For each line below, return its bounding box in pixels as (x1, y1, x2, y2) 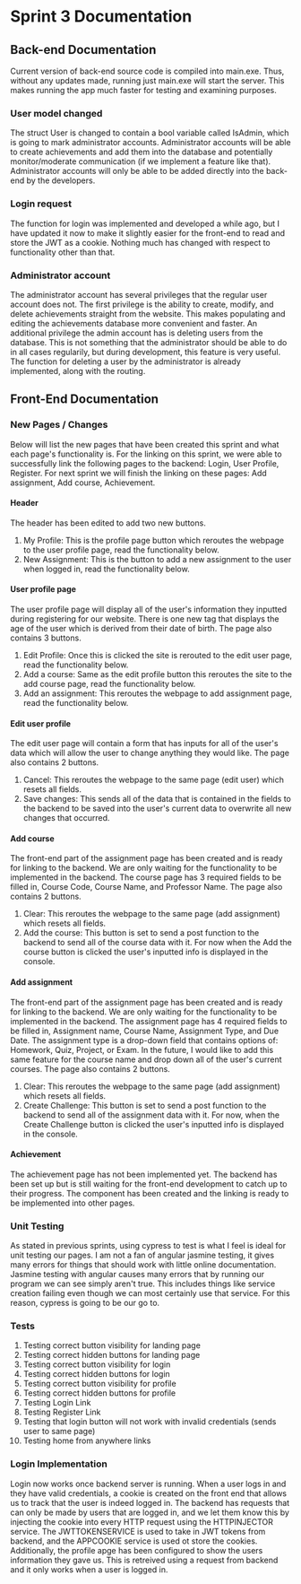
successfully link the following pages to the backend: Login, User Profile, (10, 457, 279, 468)
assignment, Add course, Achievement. (10, 477, 156, 488)
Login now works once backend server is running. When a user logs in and (10, 1478, 287, 1489)
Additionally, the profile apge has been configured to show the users (10, 1545, 263, 1555)
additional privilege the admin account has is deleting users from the (10, 327, 263, 338)
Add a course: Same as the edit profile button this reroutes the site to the (22, 668, 292, 679)
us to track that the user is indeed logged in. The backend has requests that (10, 1497, 290, 1508)
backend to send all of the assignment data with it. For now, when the (22, 1110, 280, 1120)
